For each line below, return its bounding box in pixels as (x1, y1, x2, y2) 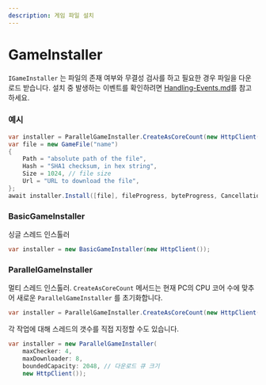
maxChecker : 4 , (22, 347, 73, 355)
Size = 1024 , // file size (22, 170, 112, 178)
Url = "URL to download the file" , (22, 177, 140, 185)
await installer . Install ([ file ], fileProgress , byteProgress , (8, 192, 218, 200)
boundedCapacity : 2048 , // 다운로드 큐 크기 (22, 362, 160, 370)
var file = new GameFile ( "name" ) (8, 140, 119, 148)
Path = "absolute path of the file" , (22, 155, 147, 163)
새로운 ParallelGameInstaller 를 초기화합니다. (16, 293, 163, 303)
